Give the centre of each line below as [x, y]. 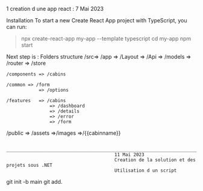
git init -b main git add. [34, 182]
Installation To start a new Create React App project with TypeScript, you [97, 20]
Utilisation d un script [146, 170]
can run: [17, 27]
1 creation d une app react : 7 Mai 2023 [55, 9]
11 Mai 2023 [130, 155]
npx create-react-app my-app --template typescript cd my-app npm [106, 38]
